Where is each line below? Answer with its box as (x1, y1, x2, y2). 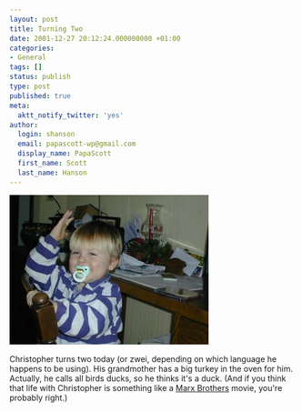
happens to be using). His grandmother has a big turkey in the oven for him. (9, 363, 294, 374)
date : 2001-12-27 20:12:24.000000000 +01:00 (9, 34, 181, 43)
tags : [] (9, 63, 43, 72)
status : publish (9, 73, 71, 82)
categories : (9, 44, 55, 53)
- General (9, 53, 47, 63)
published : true (9, 91, 71, 100)
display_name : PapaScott (17, 149, 112, 158)
